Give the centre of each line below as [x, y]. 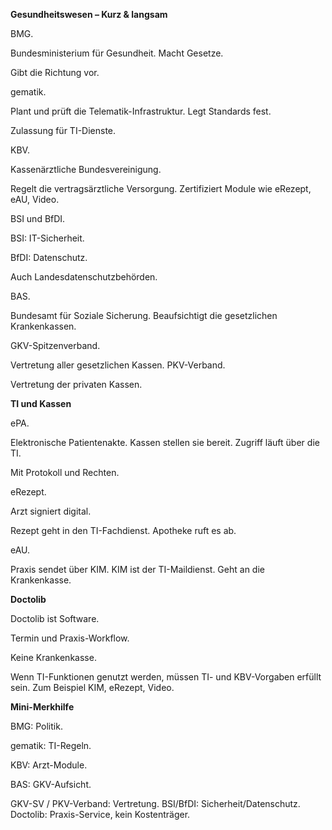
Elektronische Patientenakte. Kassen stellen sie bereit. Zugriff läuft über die [165, 442]
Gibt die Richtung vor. [55, 72]
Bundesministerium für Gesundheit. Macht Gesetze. [117, 53]
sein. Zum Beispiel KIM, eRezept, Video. [92, 687]
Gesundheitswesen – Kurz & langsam [89, 14]
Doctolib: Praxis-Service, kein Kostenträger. [100, 814]
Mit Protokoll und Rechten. [65, 472]
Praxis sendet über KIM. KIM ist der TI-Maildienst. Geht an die [137, 569]
